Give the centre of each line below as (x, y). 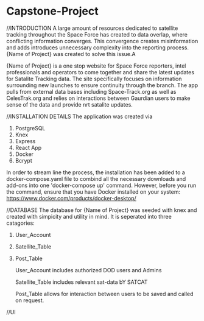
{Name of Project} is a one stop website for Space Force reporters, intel (96, 66)
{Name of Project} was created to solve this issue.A (71, 54)
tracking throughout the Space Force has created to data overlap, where (97, 34)
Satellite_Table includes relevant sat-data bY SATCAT (81, 282)
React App (28, 147)
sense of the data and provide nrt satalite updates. (69, 104)
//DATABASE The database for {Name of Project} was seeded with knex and (102, 210)
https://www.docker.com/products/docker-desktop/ (72, 198)
